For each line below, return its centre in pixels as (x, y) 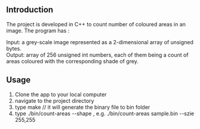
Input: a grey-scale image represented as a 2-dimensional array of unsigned (100, 42)
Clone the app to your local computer (61, 94)
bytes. (14, 48)
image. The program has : (38, 30)
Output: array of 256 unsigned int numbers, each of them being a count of (98, 55)
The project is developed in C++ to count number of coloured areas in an (96, 24)
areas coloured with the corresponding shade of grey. (73, 61)
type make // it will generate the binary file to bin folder (82, 107)
